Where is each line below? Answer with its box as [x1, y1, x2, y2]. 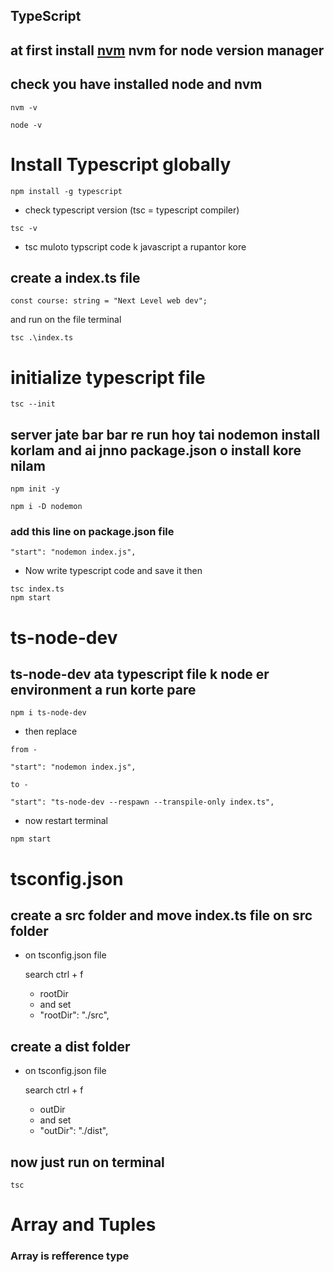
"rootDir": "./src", [39, 1009, 110, 1021]
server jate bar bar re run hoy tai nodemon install [10, 426, 321, 443]
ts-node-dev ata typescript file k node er [10, 665, 270, 683]
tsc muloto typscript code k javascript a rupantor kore [24, 240, 247, 253]
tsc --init [10, 399, 56, 409]
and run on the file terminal [10, 314, 122, 326]
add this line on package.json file [10, 525, 175, 539]
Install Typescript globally [10, 153, 232, 176]
